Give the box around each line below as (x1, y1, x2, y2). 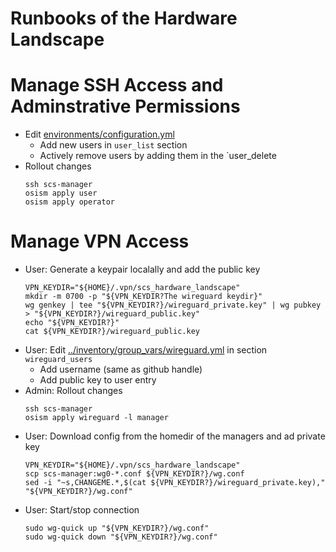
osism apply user (24, 188, 98, 199)
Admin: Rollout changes (24, 385, 123, 397)
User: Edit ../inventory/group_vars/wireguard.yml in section (24, 344, 268, 356)
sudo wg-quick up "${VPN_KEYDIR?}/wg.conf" (24, 523, 210, 534)
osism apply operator (24, 197, 115, 207)
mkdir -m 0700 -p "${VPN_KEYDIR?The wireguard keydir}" (24, 292, 263, 302)
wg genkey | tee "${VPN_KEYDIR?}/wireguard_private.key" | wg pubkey (24, 300, 322, 311)
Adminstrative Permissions (10, 95, 241, 118)
